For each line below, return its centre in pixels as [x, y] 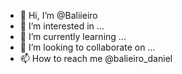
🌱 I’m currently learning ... [73, 36]
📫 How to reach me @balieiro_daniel [96, 58]
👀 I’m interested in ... [62, 26]
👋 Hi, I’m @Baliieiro [58, 15]
